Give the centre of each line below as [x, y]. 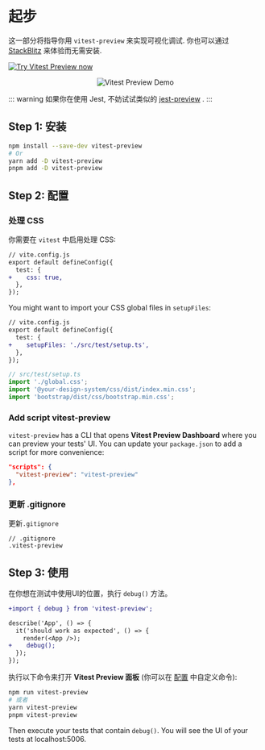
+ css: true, [35, 277]
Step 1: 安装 [37, 127]
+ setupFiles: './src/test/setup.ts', [79, 345]
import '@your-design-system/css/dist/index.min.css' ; [102, 390]
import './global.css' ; [48, 382]
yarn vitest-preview [43, 707]
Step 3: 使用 [39, 572]
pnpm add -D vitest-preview [56, 169]
